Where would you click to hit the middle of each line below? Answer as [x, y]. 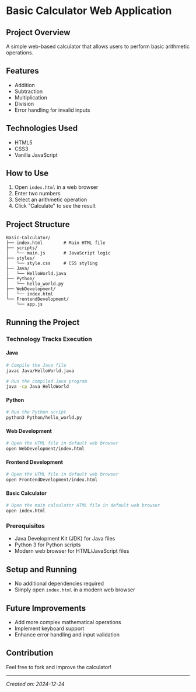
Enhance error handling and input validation [67, 635]
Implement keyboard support [49, 628]
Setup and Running [41, 569]
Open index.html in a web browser [56, 187]
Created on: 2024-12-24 [36, 684]
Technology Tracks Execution [49, 339]
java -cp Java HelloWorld [37, 387]
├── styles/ [20, 259]
